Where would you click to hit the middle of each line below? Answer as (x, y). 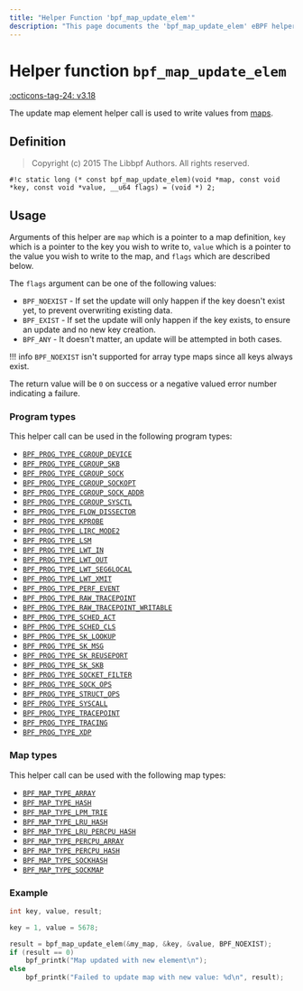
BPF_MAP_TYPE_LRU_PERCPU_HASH (79, 831)
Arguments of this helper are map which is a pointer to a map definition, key (147, 237)
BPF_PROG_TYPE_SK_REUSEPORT (75, 656)
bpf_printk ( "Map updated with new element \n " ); (116, 961)
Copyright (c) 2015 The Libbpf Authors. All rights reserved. (140, 163)
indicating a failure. (45, 394)
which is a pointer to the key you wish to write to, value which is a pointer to (150, 247)
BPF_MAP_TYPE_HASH (57, 803)
